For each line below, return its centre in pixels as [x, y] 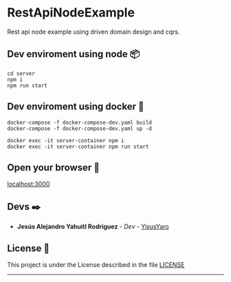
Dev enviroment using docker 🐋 [76, 107]
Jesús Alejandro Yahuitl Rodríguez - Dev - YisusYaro [93, 227]
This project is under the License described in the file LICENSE [96, 265]
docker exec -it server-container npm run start [78, 147]
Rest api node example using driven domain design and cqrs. [93, 32]
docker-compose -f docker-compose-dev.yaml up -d [80, 129]
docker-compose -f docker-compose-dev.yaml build [80, 122]
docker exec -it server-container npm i [66, 140]
